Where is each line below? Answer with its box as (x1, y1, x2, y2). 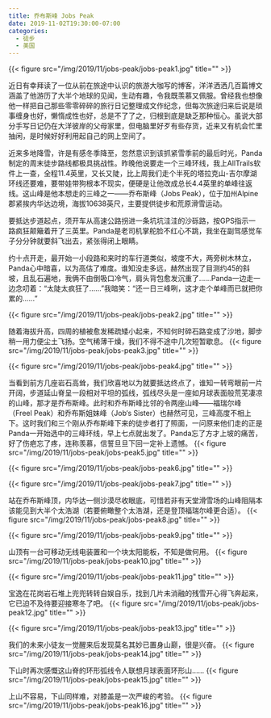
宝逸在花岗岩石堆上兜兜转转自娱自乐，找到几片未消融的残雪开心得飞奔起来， (8, 589, 263, 598)
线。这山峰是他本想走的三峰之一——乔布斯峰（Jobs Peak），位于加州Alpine (8, 189, 259, 199)
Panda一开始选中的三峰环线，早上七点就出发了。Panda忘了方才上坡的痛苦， (8, 429, 263, 439)
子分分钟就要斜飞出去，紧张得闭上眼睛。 (8, 236, 143, 246)
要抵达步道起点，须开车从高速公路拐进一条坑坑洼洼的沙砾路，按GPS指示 (8, 216, 249, 226)
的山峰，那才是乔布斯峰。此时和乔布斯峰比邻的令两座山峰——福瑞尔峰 (8, 398, 242, 408)
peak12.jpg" (8, 607, 48, 618)
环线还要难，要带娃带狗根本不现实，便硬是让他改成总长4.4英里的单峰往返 (8, 178, 252, 188)
